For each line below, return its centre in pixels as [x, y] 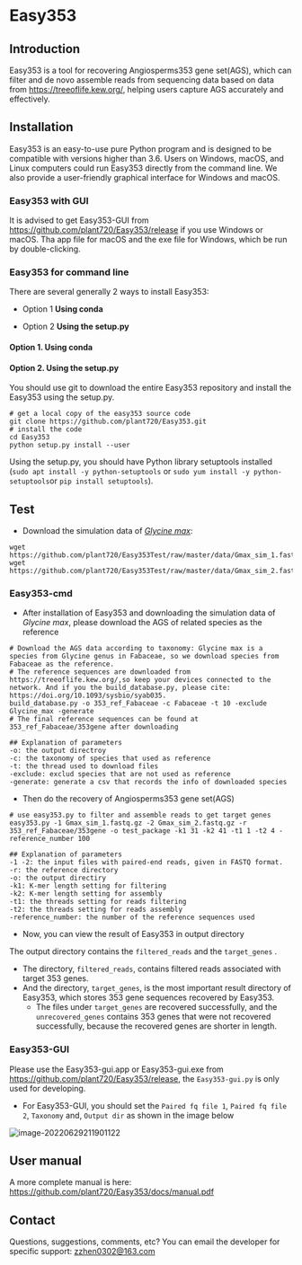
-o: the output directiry [58, 878]
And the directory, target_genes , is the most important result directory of [157, 988]
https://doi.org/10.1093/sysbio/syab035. [88, 696]
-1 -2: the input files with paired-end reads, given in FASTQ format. [146, 862]
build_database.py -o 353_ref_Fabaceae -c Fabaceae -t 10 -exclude [138, 703]
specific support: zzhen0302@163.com [82, 1252]
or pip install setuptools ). [101, 481]
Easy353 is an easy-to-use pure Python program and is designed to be [141, 148]
